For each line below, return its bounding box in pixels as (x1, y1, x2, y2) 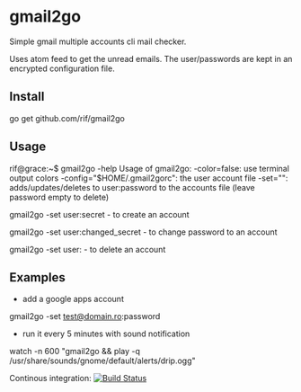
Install (9, 89, 45, 104)
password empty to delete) (9, 192, 110, 202)
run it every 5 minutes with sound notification (22, 328, 190, 339)
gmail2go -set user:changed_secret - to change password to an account (9, 227, 278, 237)
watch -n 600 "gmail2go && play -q (9, 346, 141, 357)
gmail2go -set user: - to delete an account (9, 244, 166, 254)
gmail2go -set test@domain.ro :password (9, 311, 161, 322)
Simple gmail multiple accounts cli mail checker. (9, 36, 187, 47)
